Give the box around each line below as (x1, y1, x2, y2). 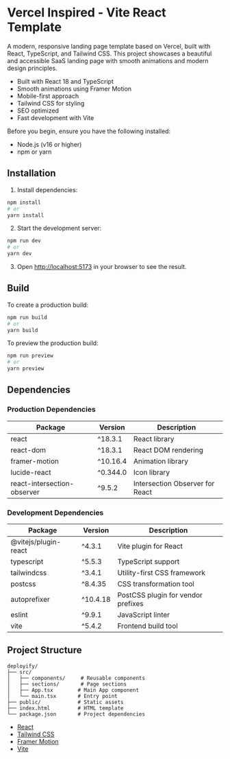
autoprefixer (10, 595, 50, 605)
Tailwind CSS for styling (16, 99, 85, 107)
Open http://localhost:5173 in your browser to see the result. (16, 263, 187, 270)
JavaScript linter (117, 610, 170, 620)
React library (133, 434, 175, 443)
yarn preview (7, 365, 44, 372)
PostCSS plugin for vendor (117, 590, 203, 600)
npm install (7, 199, 41, 206)
